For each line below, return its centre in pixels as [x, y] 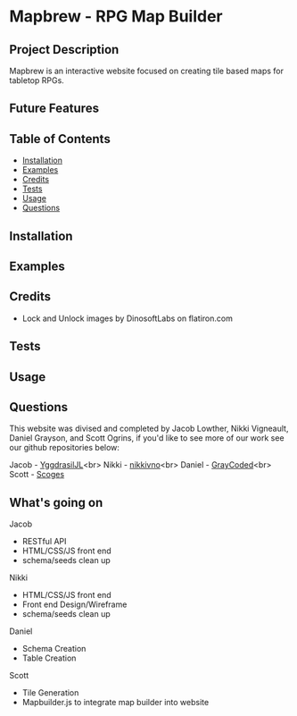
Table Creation [49, 658]
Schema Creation [54, 649]
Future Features [54, 109]
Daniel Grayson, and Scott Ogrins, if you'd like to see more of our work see [147, 438]
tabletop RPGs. [37, 80]
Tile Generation [50, 693]
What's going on [56, 502]
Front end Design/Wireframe [74, 604]
